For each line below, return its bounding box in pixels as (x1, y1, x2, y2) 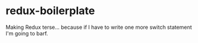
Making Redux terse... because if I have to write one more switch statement (5, 24, 193, 31)
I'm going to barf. (5, 29, 49, 37)
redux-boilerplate (5, 4, 95, 18)
